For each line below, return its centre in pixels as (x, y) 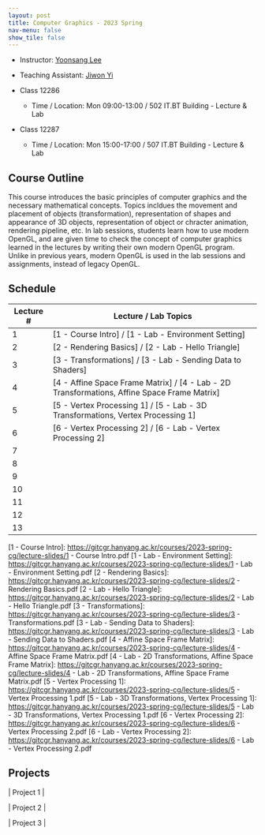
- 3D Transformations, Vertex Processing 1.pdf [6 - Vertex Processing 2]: (126, 714)
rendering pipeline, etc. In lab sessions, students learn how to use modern (129, 230)
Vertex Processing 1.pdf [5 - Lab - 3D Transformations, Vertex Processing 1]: (132, 698)
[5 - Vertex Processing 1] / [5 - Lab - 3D (130, 405)
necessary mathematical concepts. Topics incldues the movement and (123, 205)
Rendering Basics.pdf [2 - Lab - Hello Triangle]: (85, 589)
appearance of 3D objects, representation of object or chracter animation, (128, 223)
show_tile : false (37, 37)
